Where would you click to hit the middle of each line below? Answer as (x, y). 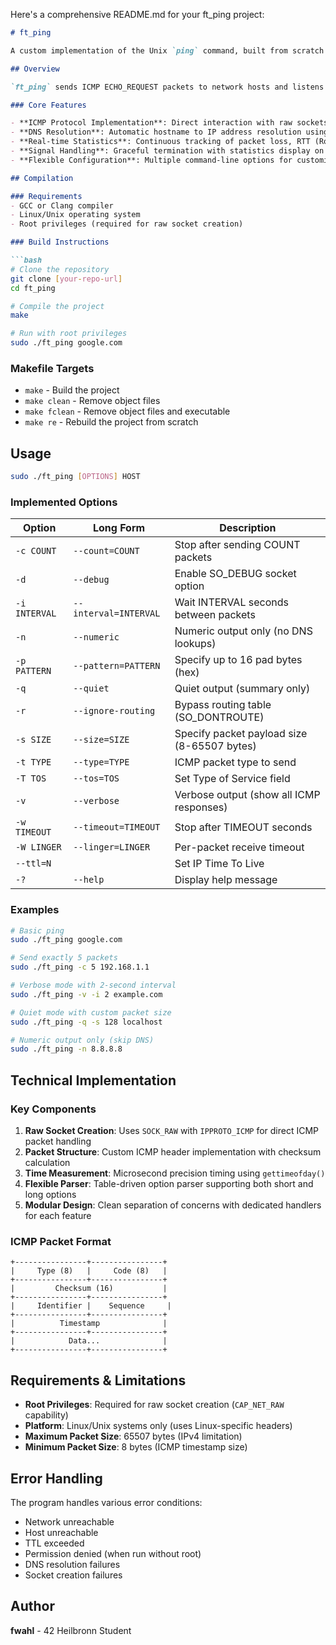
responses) (201, 807)
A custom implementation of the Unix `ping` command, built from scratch (167, 50)
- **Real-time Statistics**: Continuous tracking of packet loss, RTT (160, 142)
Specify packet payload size (241, 734)
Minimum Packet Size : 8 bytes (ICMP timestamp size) (136, 1447)
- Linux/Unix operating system (75, 215)
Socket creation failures (73, 1575)
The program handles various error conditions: (106, 1502)
